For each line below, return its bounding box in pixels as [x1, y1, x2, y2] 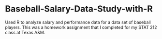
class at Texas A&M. [5, 29, 45, 35]
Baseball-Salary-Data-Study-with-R [5, 3, 153, 14]
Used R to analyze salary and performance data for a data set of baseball [5, 19, 151, 25]
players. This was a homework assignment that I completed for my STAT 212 [5, 24, 157, 30]
